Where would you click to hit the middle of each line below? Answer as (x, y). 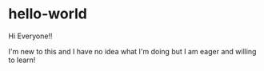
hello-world (48, 14)
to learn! (22, 60)
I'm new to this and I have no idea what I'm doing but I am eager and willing (132, 51)
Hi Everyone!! (30, 36)
